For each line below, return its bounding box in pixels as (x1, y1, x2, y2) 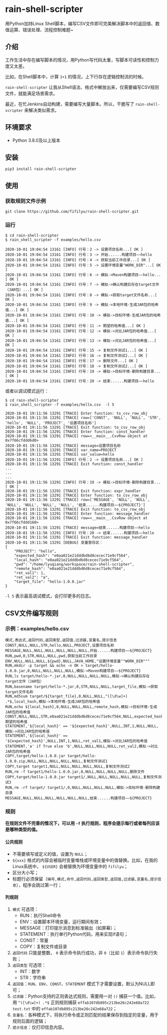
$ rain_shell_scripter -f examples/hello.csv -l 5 (5, 402, 114, 407)
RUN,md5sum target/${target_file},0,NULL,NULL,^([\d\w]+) (5, 694, 128, 699)
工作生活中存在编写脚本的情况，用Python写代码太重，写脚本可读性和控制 (5, 57, 155, 63)
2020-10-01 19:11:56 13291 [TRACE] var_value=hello (5, 452, 114, 457)
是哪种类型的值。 (5, 826, 40, 833)
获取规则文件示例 (5, 197, 46, 204)
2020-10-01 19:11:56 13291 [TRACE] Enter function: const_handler (5, 429, 146, 434)
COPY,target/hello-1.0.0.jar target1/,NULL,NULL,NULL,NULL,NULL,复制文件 (5, 775, 158, 780)
